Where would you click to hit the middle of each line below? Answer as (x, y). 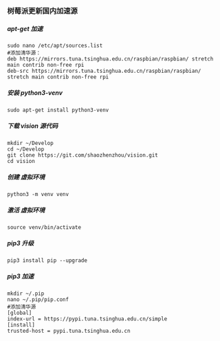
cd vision (21, 161)
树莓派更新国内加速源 (42, 10)
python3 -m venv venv (38, 194)
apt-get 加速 (25, 28)
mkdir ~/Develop (30, 143)
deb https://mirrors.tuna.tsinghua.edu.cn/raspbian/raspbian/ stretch (110, 59)
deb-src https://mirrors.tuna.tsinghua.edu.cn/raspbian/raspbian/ (104, 71)
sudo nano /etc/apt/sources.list (55, 45)
